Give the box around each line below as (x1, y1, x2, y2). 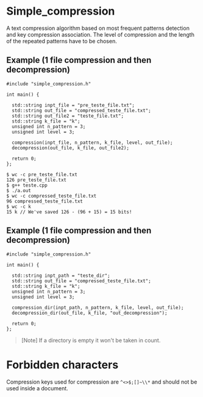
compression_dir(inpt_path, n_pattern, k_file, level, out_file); (12, 304, 184, 310)
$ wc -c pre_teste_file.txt (6, 171, 78, 177)
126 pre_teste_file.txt (6, 177, 67, 183)
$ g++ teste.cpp (6, 182, 48, 188)
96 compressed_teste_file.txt (6, 198, 84, 204)
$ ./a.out (6, 187, 32, 193)
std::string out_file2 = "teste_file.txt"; (12, 113, 124, 119)
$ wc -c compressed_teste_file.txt (6, 193, 97, 199)
